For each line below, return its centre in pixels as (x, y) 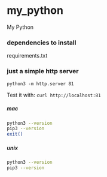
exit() (15, 134)
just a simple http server (43, 71)
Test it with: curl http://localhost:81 (54, 95)
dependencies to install (42, 43)
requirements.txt (27, 56)
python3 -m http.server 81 (40, 84)
